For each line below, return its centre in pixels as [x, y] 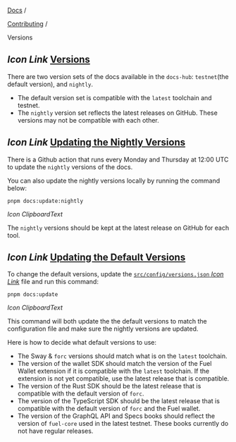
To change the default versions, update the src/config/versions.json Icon [116, 274]
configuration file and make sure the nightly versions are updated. [103, 329]
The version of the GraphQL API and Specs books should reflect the [116, 416]
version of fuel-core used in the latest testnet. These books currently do [123, 424]
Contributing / [27, 24]
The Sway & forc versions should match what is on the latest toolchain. [122, 356]
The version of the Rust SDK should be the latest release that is [109, 386]
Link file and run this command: [53, 282]
